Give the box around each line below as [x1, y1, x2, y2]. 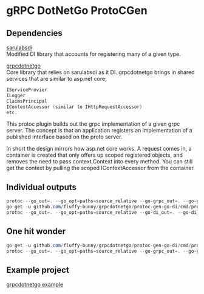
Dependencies [6, 28, 63, 38]
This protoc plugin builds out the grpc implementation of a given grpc [6, 120, 180, 128]
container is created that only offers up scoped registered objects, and [6, 151, 183, 159]
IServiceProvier [6, 87, 47, 93]
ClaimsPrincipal [6, 98, 47, 104]
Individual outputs [6, 182, 77, 192]
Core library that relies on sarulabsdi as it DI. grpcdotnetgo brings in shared [6, 69, 195, 76]
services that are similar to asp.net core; [6, 75, 107, 82]
